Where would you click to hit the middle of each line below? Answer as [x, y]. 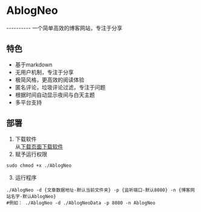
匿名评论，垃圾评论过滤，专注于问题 [60, 87]
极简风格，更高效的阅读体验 [50, 80]
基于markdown [34, 65]
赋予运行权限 [31, 154]
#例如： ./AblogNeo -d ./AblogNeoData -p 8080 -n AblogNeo [81, 203]
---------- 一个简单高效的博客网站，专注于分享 [64, 28]
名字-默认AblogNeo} [33, 196]
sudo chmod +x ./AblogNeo [39, 165]
